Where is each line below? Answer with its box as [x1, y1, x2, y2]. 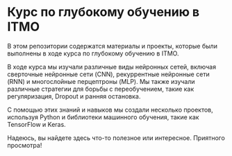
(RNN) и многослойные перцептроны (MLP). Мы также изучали [7, 77, 196, 85]
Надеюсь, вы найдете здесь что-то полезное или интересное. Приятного [7, 133, 226, 142]
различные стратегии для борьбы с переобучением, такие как [7, 85, 194, 93]
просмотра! [7, 141, 42, 149]
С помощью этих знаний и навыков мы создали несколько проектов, [7, 105, 213, 114]
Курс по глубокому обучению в [7, 4, 200, 20]
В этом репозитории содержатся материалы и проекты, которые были [7, 42, 217, 50]
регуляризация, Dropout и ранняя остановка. [7, 92, 141, 101]
